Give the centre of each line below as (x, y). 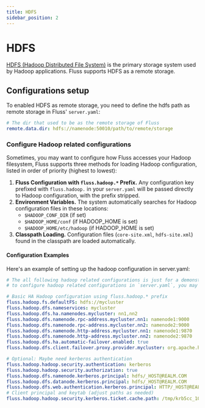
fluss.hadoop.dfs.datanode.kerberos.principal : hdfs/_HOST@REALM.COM (97, 382)
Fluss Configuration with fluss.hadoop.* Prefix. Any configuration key (104, 183)
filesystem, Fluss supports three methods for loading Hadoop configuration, (102, 164)
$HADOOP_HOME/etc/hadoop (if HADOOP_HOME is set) (89, 228)
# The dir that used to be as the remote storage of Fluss (83, 123)
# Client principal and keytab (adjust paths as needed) (80, 393)
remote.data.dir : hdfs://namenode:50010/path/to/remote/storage (90, 129)
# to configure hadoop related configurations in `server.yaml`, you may (102, 286)
